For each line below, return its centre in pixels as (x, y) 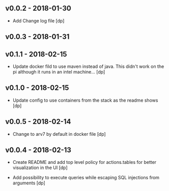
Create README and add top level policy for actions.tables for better (84, 162)
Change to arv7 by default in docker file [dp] (59, 134)
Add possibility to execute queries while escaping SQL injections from (86, 178)
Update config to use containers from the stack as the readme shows (85, 100)
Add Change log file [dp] (38, 20)
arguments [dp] (29, 183)
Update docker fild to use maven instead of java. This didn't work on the (88, 66)
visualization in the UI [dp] (40, 168)
